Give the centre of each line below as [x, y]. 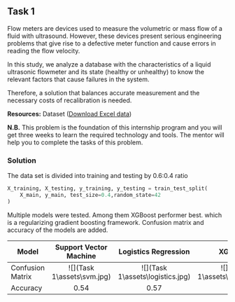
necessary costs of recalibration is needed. [70, 100]
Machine [81, 256]
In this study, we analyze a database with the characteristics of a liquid [109, 64]
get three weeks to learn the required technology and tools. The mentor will [116, 135]
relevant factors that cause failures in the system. [78, 79]
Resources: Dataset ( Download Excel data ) [70, 114]
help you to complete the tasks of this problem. [75, 142]
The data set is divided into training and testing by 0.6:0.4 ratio [98, 176]
